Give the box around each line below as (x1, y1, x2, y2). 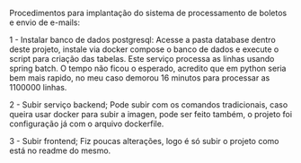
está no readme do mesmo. (9, 145, 111, 156)
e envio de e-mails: (9, 17, 81, 28)
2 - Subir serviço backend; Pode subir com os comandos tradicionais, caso (9, 99, 288, 110)
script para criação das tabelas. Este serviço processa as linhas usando (9, 54, 275, 64)
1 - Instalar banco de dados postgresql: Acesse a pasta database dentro (9, 35, 276, 45)
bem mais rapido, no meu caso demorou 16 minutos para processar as (9, 73, 270, 83)
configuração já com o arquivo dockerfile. (9, 118, 164, 129)
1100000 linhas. (9, 82, 67, 92)
